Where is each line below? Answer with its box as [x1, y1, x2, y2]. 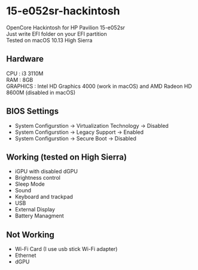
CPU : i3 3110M [6, 70, 44, 77]
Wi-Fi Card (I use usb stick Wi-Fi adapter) [14, 246, 118, 253]
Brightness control [14, 174, 61, 182]
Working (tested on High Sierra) [6, 152, 127, 162]
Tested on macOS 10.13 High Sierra [6, 36, 93, 44]
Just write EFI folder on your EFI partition [6, 30, 107, 37]
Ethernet [14, 252, 36, 259]
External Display [14, 206, 56, 213]
